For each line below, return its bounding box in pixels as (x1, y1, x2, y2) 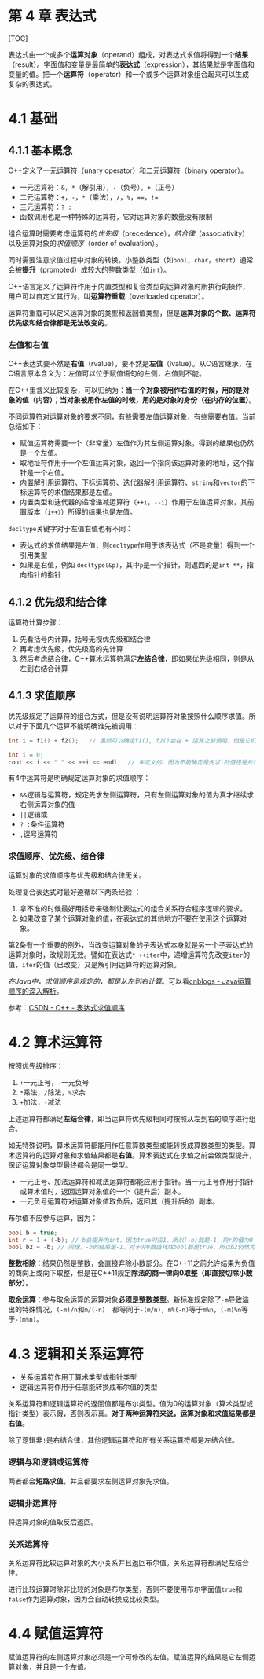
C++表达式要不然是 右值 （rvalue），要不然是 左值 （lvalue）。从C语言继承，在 (8, 359, 253, 368)
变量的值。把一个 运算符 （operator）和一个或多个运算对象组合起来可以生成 (8, 69, 250, 79)
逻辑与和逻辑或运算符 (8, 1457, 89, 1468)
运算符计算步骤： (8, 618, 64, 627)
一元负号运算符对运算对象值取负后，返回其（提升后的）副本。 (19, 1196, 220, 1206)
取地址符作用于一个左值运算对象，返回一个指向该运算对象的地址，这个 (19, 458, 247, 467)
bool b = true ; (8, 1229, 58, 1237)
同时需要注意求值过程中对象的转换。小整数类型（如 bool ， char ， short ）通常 (8, 255, 254, 264)
